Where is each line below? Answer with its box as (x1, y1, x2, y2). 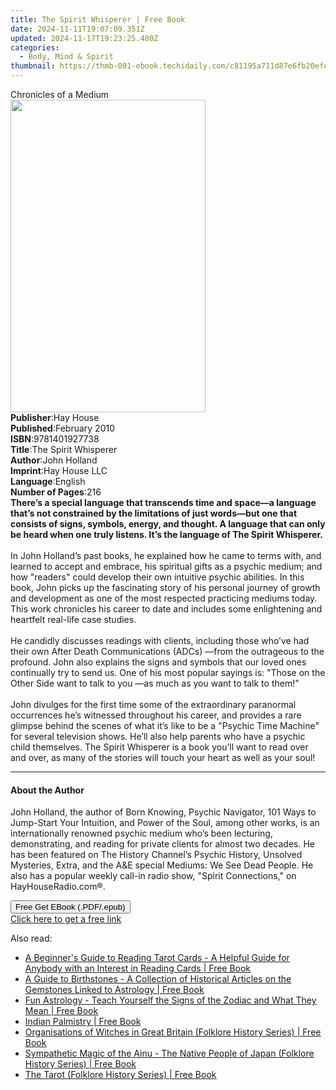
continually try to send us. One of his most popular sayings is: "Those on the (10, 667, 326, 678)
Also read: (10, 932, 53, 945)
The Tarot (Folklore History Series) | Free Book (24, 1069, 217, 1081)
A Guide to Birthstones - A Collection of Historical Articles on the (24, 973, 292, 985)
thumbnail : (10, 61, 56, 71)
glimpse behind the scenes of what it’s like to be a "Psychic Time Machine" (10, 720, 320, 731)
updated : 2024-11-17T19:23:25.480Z (10, 33, 159, 43)
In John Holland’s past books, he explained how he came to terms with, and (10, 550, 322, 561)
